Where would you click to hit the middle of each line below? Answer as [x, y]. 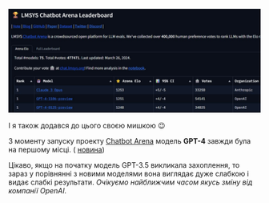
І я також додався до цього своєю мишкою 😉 [87, 125]
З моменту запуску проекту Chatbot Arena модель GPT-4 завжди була [130, 140]
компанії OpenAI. [38, 190]
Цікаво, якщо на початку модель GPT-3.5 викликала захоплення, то [124, 164]
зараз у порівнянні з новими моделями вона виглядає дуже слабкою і [129, 173]
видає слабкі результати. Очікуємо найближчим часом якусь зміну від [130, 182]
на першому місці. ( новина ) [57, 149]
